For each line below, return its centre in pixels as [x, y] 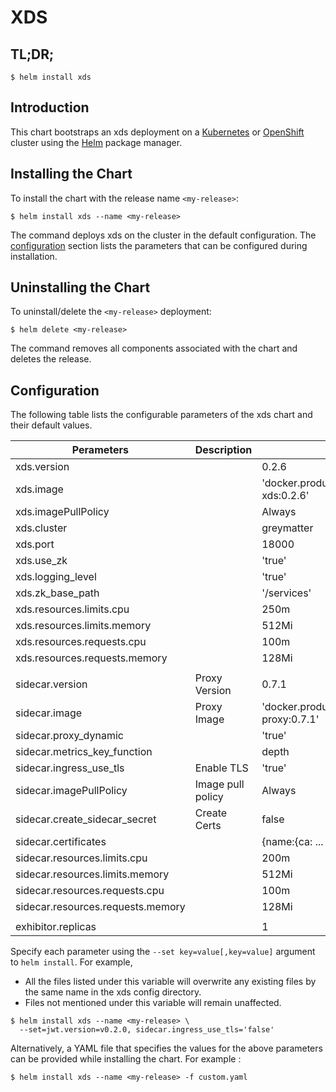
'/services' [286, 593]
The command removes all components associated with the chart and [154, 348]
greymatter [287, 528]
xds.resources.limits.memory [83, 626]
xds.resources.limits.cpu [72, 609]
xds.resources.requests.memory [91, 658]
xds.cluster [41, 528]
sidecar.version [51, 684]
